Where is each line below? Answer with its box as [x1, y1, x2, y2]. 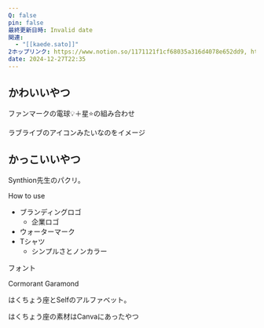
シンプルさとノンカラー [31, 246, 108, 256]
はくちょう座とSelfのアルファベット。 [8, 295, 131, 304]
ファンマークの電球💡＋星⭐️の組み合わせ [8, 108, 135, 118]
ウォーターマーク [19, 227, 75, 236]
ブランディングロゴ [19, 207, 82, 217]
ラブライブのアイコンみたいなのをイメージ [8, 127, 146, 137]
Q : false [8, 11, 37, 20]
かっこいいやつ [8, 153, 81, 166]
